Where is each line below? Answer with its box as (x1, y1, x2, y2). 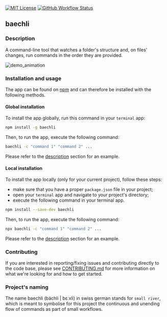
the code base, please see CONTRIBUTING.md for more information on (5, 265, 155, 271)
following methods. (5, 92, 46, 98)
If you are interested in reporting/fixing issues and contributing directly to (5, 260, 159, 266)
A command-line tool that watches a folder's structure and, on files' (5, 47, 148, 53)
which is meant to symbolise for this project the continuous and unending (5, 301, 160, 307)
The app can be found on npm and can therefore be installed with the (5, 86, 152, 92)
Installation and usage (5, 75, 62, 82)
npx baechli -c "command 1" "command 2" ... (5, 226, 102, 231)
